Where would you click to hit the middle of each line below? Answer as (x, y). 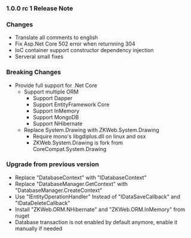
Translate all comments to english (56, 38)
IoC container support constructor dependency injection (84, 50)
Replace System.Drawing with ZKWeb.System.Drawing (92, 129)
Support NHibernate (57, 123)
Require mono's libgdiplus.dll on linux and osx (89, 136)
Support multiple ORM (51, 92)
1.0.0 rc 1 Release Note (40, 8)
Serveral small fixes (39, 57)
